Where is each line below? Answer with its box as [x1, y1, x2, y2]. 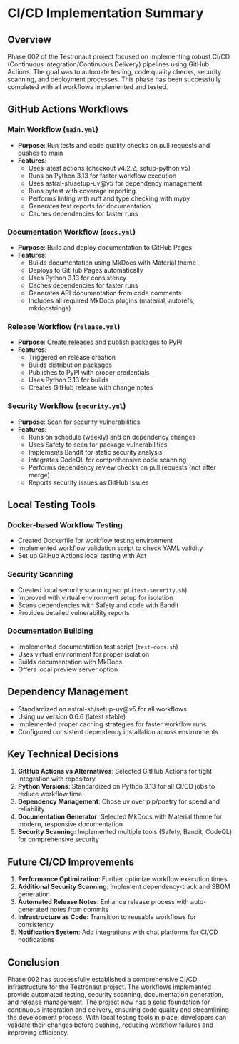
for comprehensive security [17, 835, 100, 843]
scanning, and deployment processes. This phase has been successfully [7, 75, 221, 83]
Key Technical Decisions [7, 748, 119, 761]
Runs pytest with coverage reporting [28, 186, 136, 195]
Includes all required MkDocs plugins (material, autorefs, [28, 296, 195, 305]
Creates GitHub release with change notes [28, 383, 153, 392]
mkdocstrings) [28, 303, 71, 312]
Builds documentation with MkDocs [17, 657, 123, 666]
